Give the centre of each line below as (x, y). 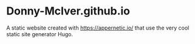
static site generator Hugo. (40, 34)
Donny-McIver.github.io (68, 11)
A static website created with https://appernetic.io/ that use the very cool (98, 28)
